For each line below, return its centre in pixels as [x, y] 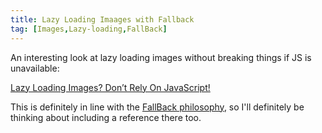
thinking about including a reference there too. [106, 117]
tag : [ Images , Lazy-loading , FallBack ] [89, 29]
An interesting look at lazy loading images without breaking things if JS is [161, 57]
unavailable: [35, 68]
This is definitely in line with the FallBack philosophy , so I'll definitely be [157, 107]
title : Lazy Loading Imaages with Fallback [102, 19]
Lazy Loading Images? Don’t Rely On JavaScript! [110, 87]
